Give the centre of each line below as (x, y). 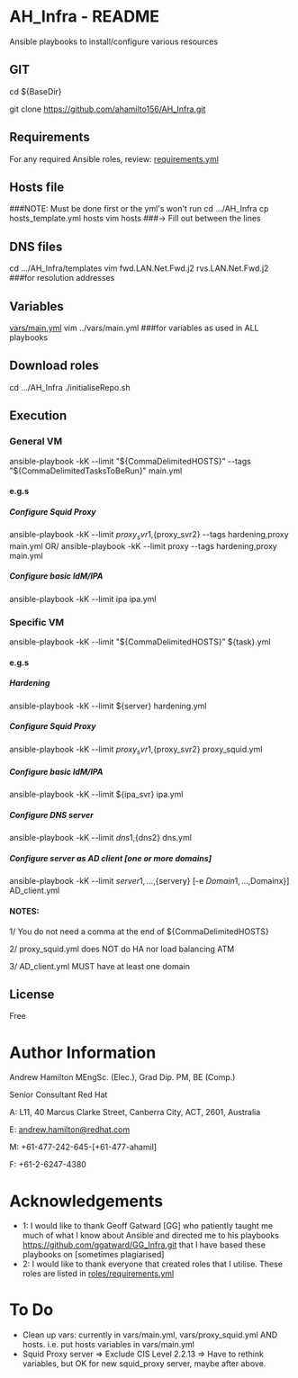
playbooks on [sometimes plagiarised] (93, 1255)
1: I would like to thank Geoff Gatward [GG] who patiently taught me (147, 1226)
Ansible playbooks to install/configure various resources (114, 41)
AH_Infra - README (85, 17)
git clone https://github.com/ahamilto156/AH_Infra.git (108, 109)
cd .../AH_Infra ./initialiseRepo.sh (70, 387)
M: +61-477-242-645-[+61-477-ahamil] (83, 1147)
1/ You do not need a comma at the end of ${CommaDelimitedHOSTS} (140, 931)
